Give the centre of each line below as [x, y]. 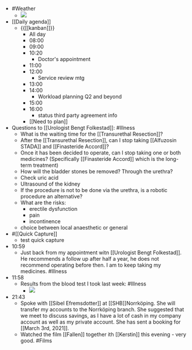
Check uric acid [39, 178]
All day [37, 34]
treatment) [46, 165]
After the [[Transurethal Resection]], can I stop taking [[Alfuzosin [98, 140]
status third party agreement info [78, 115]
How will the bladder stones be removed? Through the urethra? [97, 171]
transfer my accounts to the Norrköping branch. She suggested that [102, 309]
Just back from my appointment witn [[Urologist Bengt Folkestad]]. [101, 253]
